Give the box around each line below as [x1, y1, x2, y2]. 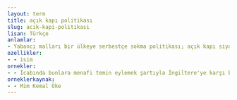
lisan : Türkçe [7, 30, 49, 37]
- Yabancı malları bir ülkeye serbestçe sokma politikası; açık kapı [7, 43, 217, 50]
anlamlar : [7, 37, 37, 44]
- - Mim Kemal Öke [7, 82, 61, 89]
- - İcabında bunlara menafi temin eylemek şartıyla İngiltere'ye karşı [7, 69, 226, 76]
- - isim [7, 56, 33, 63]
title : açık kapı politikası [7, 17, 93, 24]
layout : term [7, 10, 46, 18]
